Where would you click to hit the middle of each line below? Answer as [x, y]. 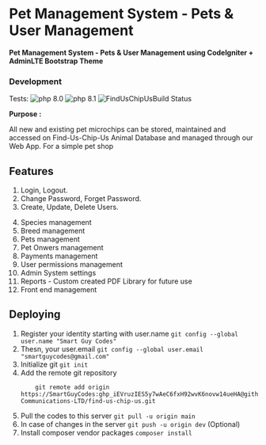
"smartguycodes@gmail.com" [65, 356]
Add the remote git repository [68, 372]
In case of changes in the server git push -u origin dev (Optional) [130, 424]
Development [36, 82]
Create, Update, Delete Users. [69, 207]
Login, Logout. [44, 190]
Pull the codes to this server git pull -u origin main [108, 416]
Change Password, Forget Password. [81, 199]
